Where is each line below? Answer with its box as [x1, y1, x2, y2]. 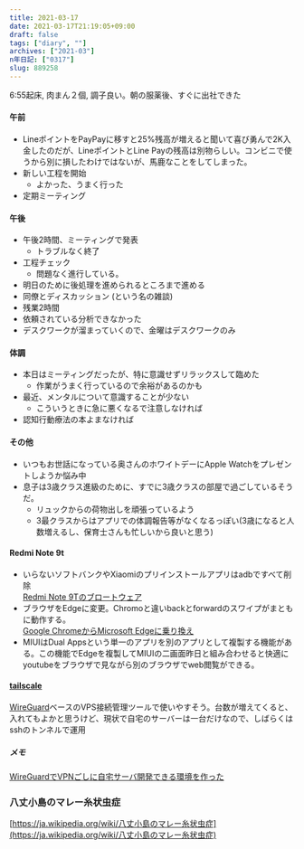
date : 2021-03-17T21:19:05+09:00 [9, 22, 136, 31]
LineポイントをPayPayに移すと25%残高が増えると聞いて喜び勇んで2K [22, 134, 283, 145]
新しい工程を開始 [22, 168, 87, 179]
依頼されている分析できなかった [22, 314, 142, 325]
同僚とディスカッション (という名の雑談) [22, 291, 174, 302]
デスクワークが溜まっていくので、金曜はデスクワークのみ [22, 325, 236, 335]
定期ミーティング [22, 191, 86, 202]
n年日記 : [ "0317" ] [9, 55, 75, 64]
